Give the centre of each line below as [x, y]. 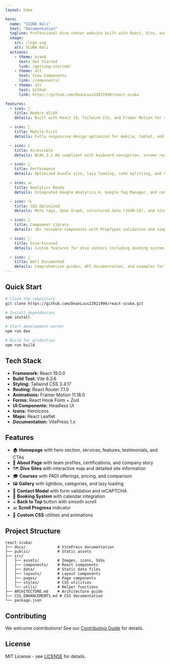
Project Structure [33, 531]
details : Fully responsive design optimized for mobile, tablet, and [89, 136]
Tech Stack [23, 361]
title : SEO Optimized [37, 206]
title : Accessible [34, 150]
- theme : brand [30, 57]
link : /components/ [39, 81]
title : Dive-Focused [36, 243]
